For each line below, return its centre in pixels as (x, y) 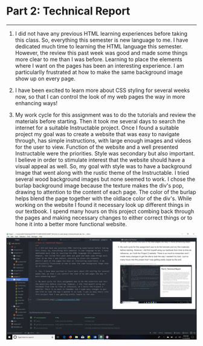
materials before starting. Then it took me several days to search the (100, 121)
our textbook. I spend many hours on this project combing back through (105, 211)
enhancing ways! (36, 103)
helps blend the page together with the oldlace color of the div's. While (103, 198)
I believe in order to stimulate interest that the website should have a (100, 160)
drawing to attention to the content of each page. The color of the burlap (105, 192)
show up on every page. (45, 78)
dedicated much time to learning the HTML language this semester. (99, 46)
